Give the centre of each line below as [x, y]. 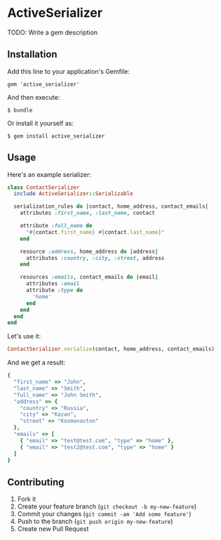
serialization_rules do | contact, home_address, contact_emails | [111, 206]
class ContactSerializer [43, 187]
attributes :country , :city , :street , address [95, 258]
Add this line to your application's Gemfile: [68, 71]
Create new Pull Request [53, 529]
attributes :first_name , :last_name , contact [88, 213]
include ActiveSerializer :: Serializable [73, 194]
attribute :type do [54, 290]
